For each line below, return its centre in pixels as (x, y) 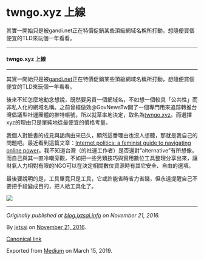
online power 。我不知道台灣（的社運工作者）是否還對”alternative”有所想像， (102, 151)
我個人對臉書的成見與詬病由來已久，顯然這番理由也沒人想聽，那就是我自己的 (102, 135)
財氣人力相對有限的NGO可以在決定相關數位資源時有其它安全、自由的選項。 (100, 166)
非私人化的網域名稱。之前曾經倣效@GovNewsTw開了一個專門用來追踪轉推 (99, 108)
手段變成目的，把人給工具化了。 (57, 186)
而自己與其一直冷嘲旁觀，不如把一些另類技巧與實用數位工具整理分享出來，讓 (102, 158)
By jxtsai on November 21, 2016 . (46, 227)
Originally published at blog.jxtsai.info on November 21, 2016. (83, 216)
